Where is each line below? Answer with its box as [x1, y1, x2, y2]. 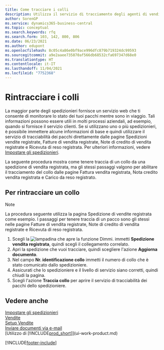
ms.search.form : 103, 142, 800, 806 [5, 35, 80, 40]
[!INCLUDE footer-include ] [5, 340, 57, 346]
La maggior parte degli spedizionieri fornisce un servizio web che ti [5, 108, 141, 114]
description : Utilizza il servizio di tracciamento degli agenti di [5, 12, 147, 17]
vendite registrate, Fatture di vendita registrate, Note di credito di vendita [5, 139, 151, 144]
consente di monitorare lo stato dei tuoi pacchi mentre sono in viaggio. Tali [5, 113, 155, 119]
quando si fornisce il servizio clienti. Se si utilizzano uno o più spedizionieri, [5, 123, 157, 129]
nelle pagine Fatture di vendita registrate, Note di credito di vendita [5, 221, 140, 227]
